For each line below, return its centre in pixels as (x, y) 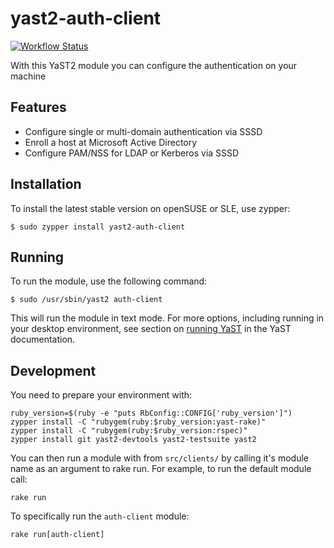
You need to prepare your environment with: (101, 395)
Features (38, 107)
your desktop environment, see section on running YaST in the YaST (151, 329)
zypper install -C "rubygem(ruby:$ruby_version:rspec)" (129, 431)
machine (28, 76)
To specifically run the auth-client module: (100, 516)
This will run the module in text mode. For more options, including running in (167, 318)
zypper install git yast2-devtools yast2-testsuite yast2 (133, 440)
